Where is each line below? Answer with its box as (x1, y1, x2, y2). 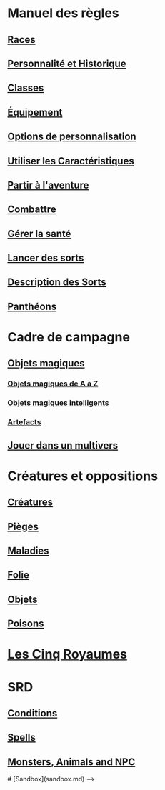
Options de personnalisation (7, 131, 137, 143)
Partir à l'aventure (7, 179, 89, 191)
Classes (7, 82, 44, 94)
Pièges (7, 520, 39, 533)
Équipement (7, 106, 63, 119)
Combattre (7, 204, 56, 216)
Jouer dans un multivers (7, 439, 119, 451)
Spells (7, 731, 36, 744)
